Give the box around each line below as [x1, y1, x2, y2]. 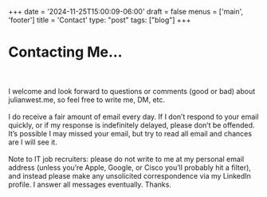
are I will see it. [8, 137, 57, 147]
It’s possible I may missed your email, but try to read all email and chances [8, 128, 253, 138]
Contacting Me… [8, 43, 123, 61]
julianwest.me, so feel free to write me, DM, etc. [8, 95, 166, 104]
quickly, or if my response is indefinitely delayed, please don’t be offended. [8, 120, 255, 130]
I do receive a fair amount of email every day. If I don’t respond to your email [8, 112, 259, 121]
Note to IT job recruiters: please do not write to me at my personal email [8, 154, 245, 164]
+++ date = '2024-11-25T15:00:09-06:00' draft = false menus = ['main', [8, 7, 244, 16]
